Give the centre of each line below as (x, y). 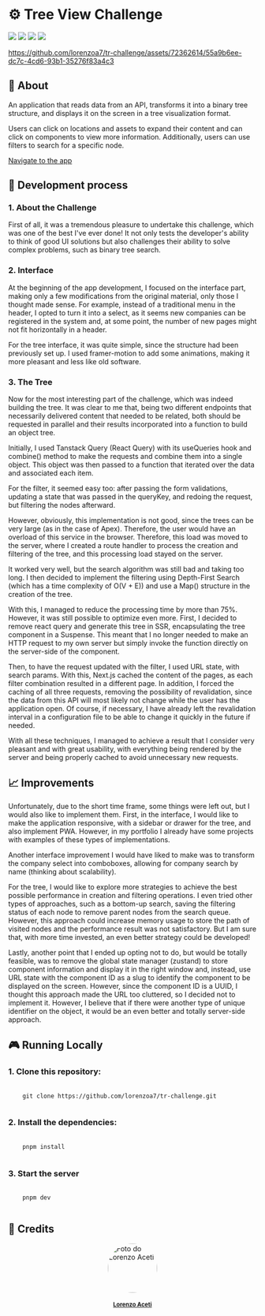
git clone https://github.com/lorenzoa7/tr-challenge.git (119, 1096)
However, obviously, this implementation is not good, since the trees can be (131, 520)
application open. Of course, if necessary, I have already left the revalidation (132, 709)
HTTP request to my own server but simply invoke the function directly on (128, 643)
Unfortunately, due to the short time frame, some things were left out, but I (129, 806)
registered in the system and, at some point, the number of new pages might (132, 321)
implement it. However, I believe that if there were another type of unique (127, 1002)
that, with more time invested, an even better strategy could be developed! (129, 937)
